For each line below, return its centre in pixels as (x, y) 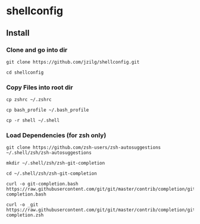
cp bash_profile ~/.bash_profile (48, 110)
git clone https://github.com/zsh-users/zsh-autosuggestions (84, 148)
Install (18, 33)
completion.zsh (25, 215)
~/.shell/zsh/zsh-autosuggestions (49, 153)
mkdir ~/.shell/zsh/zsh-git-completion (56, 163)
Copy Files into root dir (40, 87)
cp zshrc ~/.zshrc (29, 100)
